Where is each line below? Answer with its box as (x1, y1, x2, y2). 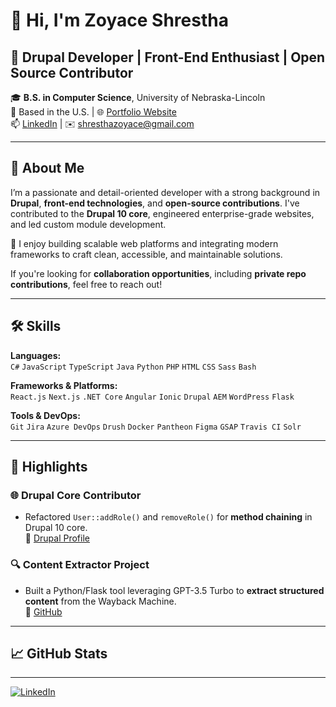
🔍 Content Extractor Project (10, 558, 150, 572)
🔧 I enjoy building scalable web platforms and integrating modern (10, 237, 279, 249)
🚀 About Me (10, 160, 85, 177)
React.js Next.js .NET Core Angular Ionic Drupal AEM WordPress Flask (10, 392, 295, 402)
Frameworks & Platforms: (10, 379, 118, 391)
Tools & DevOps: (10, 409, 81, 421)
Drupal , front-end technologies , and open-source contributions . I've (10, 197, 300, 209)
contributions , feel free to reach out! (10, 278, 163, 290)
